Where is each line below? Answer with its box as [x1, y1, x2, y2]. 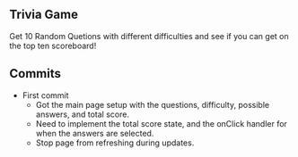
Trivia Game [9, 7, 79, 22]
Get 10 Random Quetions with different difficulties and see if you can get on [9, 30, 289, 41]
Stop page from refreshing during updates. [35, 137, 195, 148]
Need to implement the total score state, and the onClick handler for [35, 118, 287, 128]
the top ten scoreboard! [9, 40, 97, 51]
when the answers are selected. [35, 128, 154, 138]
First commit [22, 89, 69, 101]
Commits [9, 66, 61, 81]
